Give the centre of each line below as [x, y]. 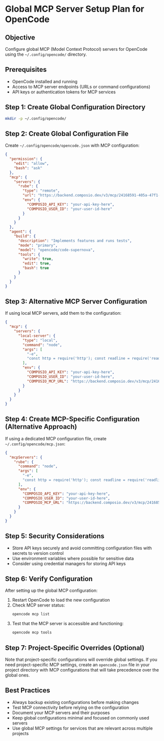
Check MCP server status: [39, 605]
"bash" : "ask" [28, 168]
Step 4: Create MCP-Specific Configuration [72, 419]
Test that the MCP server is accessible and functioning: [68, 624]
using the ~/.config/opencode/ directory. [46, 54]
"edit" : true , [37, 263]
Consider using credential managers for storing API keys [69, 564]
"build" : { [25, 236]
